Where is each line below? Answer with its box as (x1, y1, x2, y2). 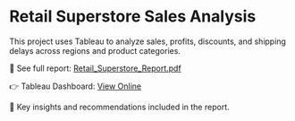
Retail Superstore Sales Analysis (9, 6, 257, 27)
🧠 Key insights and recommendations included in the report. (9, 101, 230, 112)
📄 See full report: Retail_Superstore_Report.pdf (9, 63, 181, 73)
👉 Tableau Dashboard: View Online (9, 81, 141, 91)
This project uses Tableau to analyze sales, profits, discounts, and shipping (9, 36, 286, 47)
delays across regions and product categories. (9, 45, 181, 56)
